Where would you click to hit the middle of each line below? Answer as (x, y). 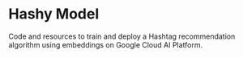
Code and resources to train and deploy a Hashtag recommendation (122, 36)
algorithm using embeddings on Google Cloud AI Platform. (106, 44)
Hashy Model (54, 14)
